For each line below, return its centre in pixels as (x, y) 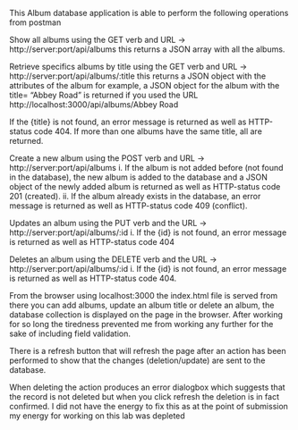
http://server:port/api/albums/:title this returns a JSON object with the (138, 76)
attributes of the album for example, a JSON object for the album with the (145, 85)
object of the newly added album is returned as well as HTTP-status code (145, 186)
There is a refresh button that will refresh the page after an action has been (148, 351)
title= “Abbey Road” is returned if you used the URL (104, 95)
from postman (35, 22)
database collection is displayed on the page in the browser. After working (146, 315)
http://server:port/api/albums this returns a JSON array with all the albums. (147, 49)
